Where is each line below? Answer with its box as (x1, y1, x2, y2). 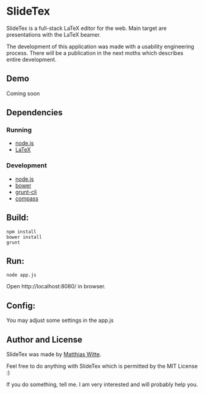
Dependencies (6, 108, 63, 118)
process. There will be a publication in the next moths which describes (6, 49, 184, 56)
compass (15, 194, 38, 202)
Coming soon (6, 90, 40, 97)
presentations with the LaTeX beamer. (6, 31, 102, 38)
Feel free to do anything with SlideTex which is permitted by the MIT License (6, 362, 198, 370)
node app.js (6, 272, 37, 279)
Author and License (6, 334, 83, 345)
